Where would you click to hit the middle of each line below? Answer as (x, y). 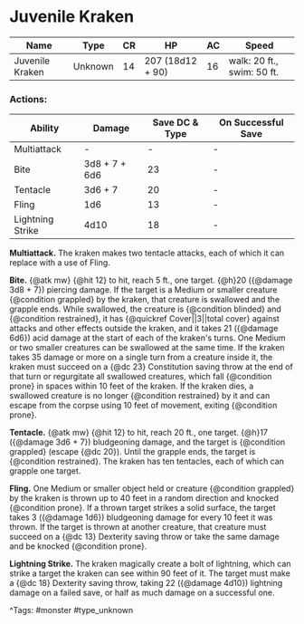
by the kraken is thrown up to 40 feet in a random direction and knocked (144, 498)
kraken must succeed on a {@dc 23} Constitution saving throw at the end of (152, 367)
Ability (45, 129)
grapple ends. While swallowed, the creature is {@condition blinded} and (146, 309)
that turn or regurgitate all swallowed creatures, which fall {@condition (141, 377)
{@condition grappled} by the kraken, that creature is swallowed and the (145, 300)
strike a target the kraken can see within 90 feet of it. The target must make (150, 573)
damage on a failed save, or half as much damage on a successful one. (142, 593)
